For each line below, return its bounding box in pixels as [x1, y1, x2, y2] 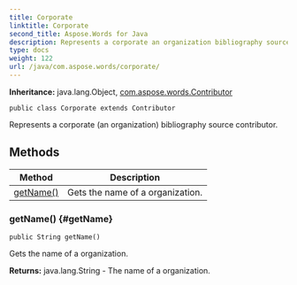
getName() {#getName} [9, 212, 113, 225]
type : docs [9, 46, 49, 55]
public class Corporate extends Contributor [9, 104, 176, 112]
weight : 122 [9, 54, 53, 63]
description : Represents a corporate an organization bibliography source [9, 37, 291, 47]
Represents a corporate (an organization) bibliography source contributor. [9, 119, 278, 129]
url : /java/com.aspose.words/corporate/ [9, 63, 161, 72]
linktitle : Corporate [9, 21, 89, 30]
